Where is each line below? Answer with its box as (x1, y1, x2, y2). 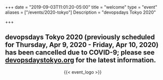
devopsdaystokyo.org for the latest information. (5, 56, 156, 64)
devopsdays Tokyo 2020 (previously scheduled (5, 33, 155, 41)
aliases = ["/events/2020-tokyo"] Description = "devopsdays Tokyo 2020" (5, 9, 156, 15)
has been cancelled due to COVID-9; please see (5, 49, 155, 57)
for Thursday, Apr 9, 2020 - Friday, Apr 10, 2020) (5, 41, 159, 49)
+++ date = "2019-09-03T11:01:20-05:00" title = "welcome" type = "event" (5, 4, 158, 10)
